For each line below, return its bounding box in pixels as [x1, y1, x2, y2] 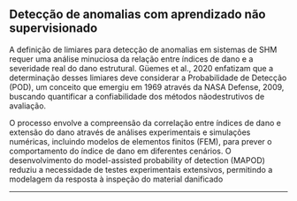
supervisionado [9, 21, 98, 36]
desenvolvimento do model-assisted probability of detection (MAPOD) [9, 154, 265, 166]
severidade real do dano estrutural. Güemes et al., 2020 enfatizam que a [9, 63, 274, 73]
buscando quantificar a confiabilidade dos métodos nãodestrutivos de [9, 91, 265, 101]
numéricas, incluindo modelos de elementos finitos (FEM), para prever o [9, 136, 272, 146]
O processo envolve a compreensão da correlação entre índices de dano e [9, 117, 281, 128]
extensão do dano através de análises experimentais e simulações [9, 127, 251, 138]
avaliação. [9, 100, 47, 111]
